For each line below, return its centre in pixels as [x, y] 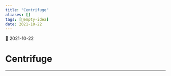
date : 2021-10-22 [24, 24]
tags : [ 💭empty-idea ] [27, 19]
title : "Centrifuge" [27, 10]
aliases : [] [18, 15]
